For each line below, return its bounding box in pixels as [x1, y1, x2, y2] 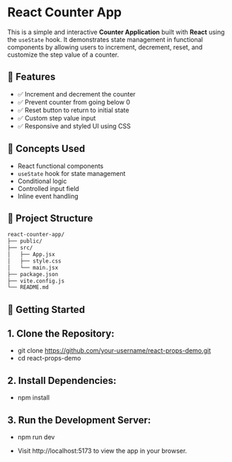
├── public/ [7, 238, 42, 245]
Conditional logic [17, 177, 67, 185]
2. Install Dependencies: [7, 374, 117, 387]
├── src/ [7, 244, 33, 252]
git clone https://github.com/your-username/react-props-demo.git [17, 346, 211, 355]
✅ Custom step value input [17, 114, 96, 122]
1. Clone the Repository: [7, 328, 115, 340]
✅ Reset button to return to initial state [17, 106, 129, 114]
